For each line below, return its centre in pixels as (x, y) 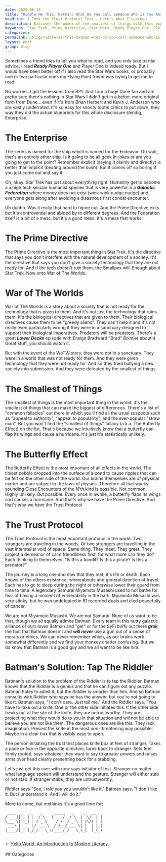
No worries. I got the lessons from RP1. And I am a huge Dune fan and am (80, 91)
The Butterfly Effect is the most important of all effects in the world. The (78, 468)
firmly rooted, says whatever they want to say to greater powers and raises (82, 754)
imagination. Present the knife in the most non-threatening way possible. (79, 729)
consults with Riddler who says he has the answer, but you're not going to (80, 697)
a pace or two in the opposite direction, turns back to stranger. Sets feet (78, 748)
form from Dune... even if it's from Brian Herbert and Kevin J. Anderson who (83, 102)
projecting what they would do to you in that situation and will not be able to (82, 718)
